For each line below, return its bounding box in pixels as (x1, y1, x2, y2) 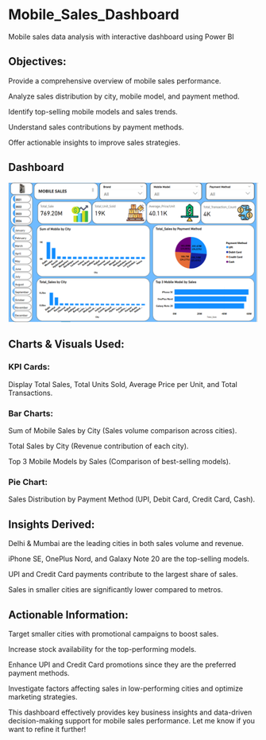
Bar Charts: (8, 408, 54, 419)
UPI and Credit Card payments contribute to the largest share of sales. (8, 570, 238, 579)
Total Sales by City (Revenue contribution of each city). (8, 441, 189, 451)
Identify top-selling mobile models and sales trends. (8, 107, 179, 116)
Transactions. (8, 388, 53, 397)
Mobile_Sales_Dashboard (8, 6, 180, 24)
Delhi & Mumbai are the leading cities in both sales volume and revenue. (8, 539, 245, 548)
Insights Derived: (8, 517, 95, 531)
